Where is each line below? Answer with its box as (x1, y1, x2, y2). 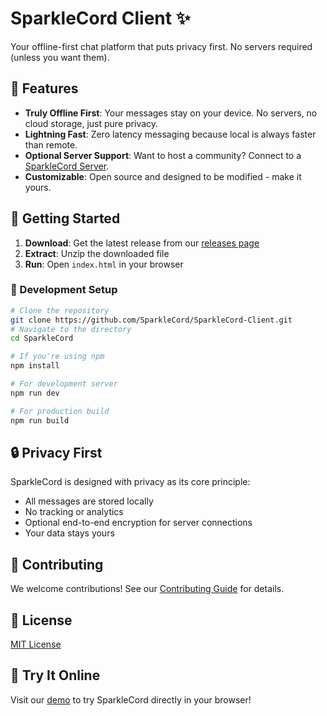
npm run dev (10, 388, 60, 398)
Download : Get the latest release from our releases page (24, 237, 260, 249)
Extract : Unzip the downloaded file (24, 247, 170, 259)
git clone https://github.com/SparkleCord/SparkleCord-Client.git (10, 315, 293, 325)
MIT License (10, 638, 62, 651)
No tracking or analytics (24, 506, 124, 518)
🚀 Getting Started (10, 210, 121, 227)
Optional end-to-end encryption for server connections (24, 517, 253, 529)
